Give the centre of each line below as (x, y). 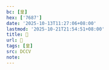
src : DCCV (19, 52)
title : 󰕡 (17, 35)
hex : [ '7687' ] (24, 18)
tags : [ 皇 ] (20, 46)
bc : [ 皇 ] (17, 12)
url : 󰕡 (15, 40)
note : (13, 57)
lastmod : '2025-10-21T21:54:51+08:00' (55, 29)
